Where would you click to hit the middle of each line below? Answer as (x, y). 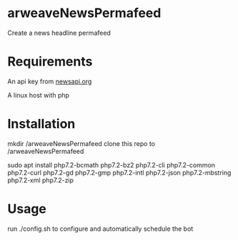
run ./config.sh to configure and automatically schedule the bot (100, 229)
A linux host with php (39, 95)
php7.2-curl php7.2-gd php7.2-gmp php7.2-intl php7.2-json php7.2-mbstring (119, 172)
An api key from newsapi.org (50, 81)
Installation (41, 124)
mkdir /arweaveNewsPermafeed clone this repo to (81, 143)
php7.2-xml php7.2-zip (40, 180)
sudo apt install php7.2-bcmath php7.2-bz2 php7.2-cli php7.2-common (111, 165)
